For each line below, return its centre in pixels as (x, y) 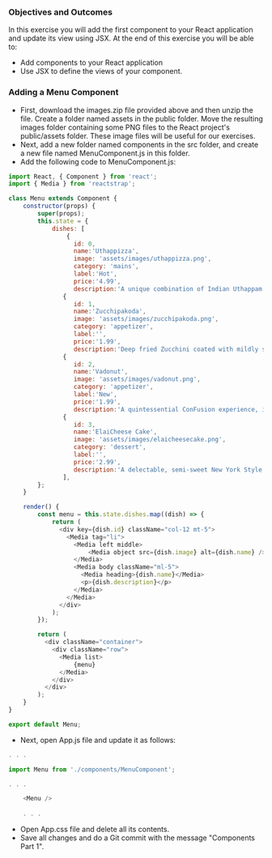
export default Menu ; (45, 724)
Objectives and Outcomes (61, 12)
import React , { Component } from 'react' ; (83, 177)
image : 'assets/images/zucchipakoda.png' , (146, 319)
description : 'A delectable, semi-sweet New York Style (168, 470)
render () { (41, 507)
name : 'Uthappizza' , (106, 251)
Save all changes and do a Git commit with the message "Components (137, 838)
